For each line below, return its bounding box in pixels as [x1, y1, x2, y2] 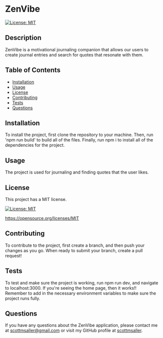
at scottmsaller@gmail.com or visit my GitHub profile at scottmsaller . [5, 328, 143, 334]
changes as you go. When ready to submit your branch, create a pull [5, 247, 143, 253]
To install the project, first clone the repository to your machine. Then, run [5, 132, 154, 138]
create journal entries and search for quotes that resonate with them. [5, 52, 143, 58]
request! [5, 253, 22, 258]
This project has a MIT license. [5, 197, 67, 202]
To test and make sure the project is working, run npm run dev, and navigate [5, 279, 159, 286]
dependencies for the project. [5, 142, 65, 148]
